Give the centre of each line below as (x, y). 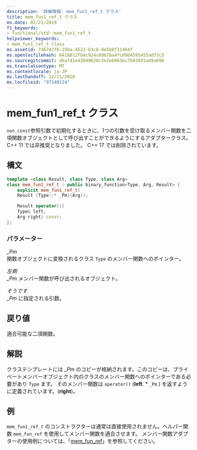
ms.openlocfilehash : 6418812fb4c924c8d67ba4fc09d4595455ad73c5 (86, 55)
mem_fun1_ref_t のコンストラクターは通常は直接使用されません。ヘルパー (95, 427)
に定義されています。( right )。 (43, 391)
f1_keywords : (23, 28)
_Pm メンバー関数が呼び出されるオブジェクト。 (64, 278)
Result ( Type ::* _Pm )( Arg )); (53, 196)
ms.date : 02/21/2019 (32, 22)
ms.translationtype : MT (36, 66)
